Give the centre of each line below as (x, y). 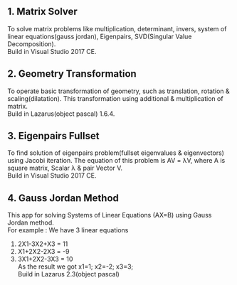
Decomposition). (32, 44)
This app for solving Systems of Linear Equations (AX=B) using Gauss (110, 215)
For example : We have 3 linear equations (68, 230)
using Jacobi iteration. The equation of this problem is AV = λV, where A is (116, 161)
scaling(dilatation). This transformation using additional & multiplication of (115, 98)
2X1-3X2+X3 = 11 (43, 244)
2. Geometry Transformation (72, 74)
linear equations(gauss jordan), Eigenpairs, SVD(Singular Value (100, 36)
